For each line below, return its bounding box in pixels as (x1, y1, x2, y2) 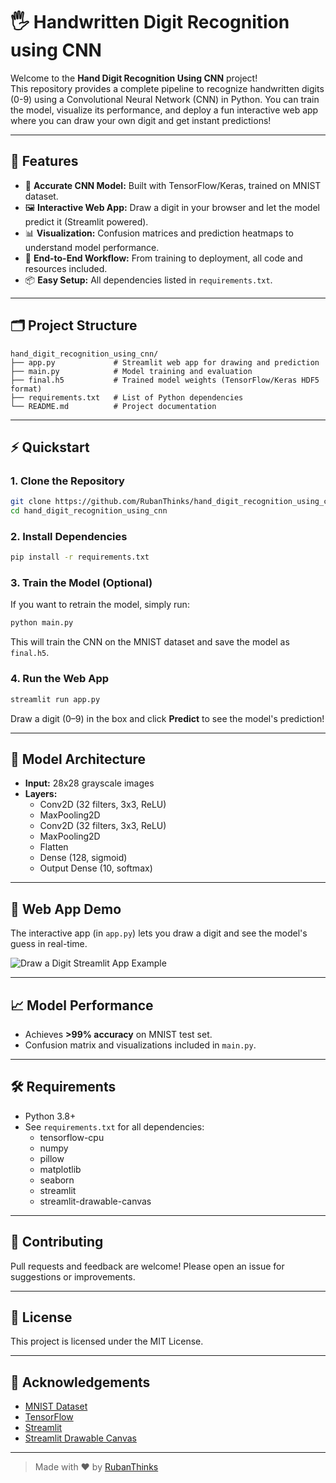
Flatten (39, 841, 69, 853)
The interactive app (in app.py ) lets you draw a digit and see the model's (10, 927, 308, 939)
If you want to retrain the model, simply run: (10, 599, 190, 611)
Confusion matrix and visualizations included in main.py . (24, 1039, 257, 1051)
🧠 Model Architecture (10, 750, 147, 768)
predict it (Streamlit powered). (24, 215, 149, 228)
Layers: (24, 788, 58, 800)
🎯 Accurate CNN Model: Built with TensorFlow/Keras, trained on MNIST (24, 179, 322, 191)
